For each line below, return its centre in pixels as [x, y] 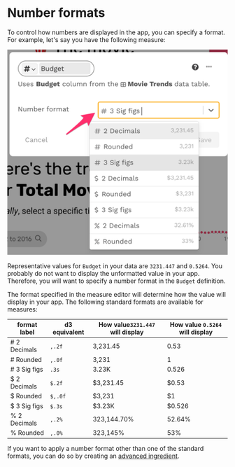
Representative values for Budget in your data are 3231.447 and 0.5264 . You [115, 266]
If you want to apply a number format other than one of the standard [106, 448]
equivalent [68, 332]
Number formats [56, 13]
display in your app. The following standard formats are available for [106, 302]
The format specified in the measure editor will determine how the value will [116, 294]
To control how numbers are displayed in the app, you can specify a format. [116, 32]
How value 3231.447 [127, 325]
